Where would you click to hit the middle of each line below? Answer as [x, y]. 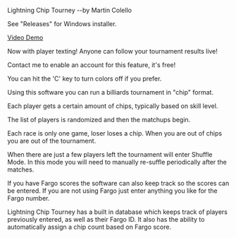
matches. [21, 169]
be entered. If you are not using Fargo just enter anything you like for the [113, 191]
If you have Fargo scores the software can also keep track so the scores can [118, 183]
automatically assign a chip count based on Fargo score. [89, 227]
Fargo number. [29, 198]
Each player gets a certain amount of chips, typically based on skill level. [113, 106]
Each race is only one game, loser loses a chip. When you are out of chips [115, 133]
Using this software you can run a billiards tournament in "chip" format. [110, 92]
